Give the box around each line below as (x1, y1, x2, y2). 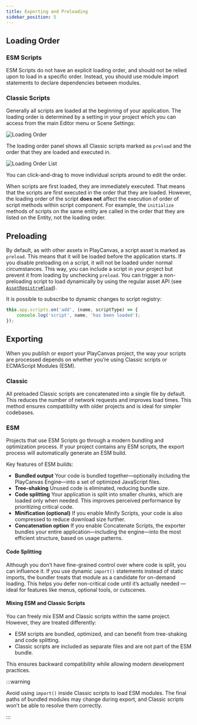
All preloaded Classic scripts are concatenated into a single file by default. (6, 390, 186, 397)
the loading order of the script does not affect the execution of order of (6, 195, 179, 203)
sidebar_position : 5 (6, 14, 57, 20)
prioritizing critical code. (14, 504, 74, 511)
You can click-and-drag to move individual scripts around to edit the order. (6, 172, 187, 179)
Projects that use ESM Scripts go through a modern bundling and (6, 437, 163, 444)
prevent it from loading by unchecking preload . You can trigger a (6, 271, 163, 279)
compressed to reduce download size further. (14, 516, 126, 523)
